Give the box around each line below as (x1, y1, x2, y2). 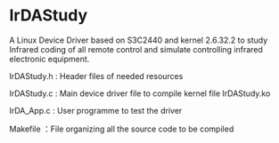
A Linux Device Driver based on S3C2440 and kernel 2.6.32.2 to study (9, 35, 268, 45)
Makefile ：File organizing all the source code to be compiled (9, 123, 234, 134)
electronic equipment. (9, 53, 90, 64)
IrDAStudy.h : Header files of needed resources (9, 70, 184, 81)
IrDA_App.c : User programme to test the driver (9, 105, 183, 115)
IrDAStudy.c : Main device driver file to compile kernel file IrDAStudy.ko (9, 88, 271, 99)
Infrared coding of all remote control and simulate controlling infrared (9, 44, 263, 54)
